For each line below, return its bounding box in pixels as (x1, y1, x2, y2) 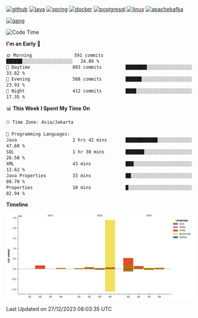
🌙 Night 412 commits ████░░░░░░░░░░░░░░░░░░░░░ (6, 88, 193, 94)
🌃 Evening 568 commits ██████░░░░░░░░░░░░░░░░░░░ (6, 76, 193, 82)
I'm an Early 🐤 (6, 40, 41, 47)
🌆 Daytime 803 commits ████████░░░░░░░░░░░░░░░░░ (6, 64, 193, 70)
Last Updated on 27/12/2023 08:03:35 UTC (6, 306, 113, 313)
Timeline (6, 201, 28, 208)
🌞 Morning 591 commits (6, 52, 104, 58)
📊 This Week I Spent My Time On (6, 105, 90, 112)
